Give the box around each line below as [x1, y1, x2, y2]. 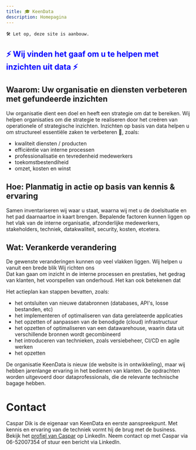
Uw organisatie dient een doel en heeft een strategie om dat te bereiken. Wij [6, 109, 190, 116]
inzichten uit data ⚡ [6, 62, 78, 72]
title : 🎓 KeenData [6, 8, 54, 15]
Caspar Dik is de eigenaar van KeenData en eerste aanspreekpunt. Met [6, 420, 178, 427]
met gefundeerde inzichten [6, 94, 108, 104]
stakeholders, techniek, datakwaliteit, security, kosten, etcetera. [6, 225, 160, 232]
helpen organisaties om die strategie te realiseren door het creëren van [6, 116, 178, 123]
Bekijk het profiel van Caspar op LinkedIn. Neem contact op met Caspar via [6, 432, 188, 439]
